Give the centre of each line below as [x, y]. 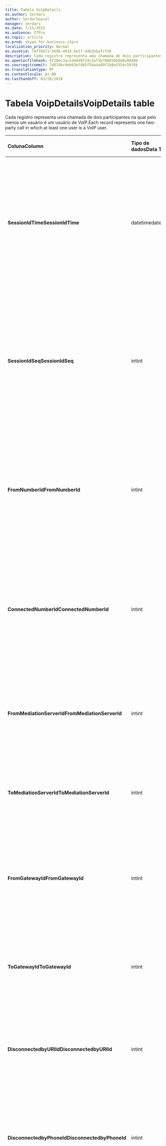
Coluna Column [25, 146]
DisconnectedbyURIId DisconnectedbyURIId [60, 1049]
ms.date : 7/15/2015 [25, 28]
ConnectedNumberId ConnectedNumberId [58, 609]
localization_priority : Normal [37, 47]
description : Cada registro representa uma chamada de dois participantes [84, 56]
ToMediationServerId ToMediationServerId [59, 793]
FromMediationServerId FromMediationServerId [65, 713]
